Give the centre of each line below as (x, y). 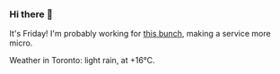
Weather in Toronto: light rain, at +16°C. (82, 61)
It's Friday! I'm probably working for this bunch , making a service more (140, 34)
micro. (21, 43)
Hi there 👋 (31, 14)
